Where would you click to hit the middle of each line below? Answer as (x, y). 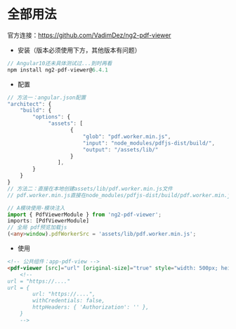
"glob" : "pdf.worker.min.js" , (127, 136)
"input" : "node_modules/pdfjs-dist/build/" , (149, 143)
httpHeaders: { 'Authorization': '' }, (91, 307)
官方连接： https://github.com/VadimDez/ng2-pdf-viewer (89, 35)
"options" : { (52, 117)
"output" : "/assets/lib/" (120, 149)
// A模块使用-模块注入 (36, 208)
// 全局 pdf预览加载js (37, 228)
